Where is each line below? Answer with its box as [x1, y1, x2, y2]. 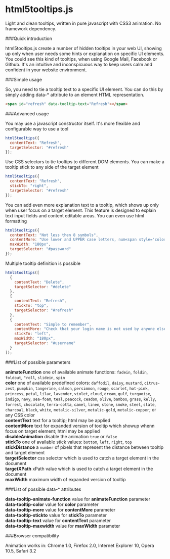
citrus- [144, 381, 160, 386]
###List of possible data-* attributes [5, 486, 81, 492]
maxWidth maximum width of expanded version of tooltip [5, 476, 126, 482]
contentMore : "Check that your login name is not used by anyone [14, 327, 155, 332]
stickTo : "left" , [14, 331, 51, 337]
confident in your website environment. [5, 67, 87, 73]
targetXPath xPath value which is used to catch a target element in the [5, 465, 153, 472]
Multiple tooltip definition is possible [5, 260, 81, 266]
